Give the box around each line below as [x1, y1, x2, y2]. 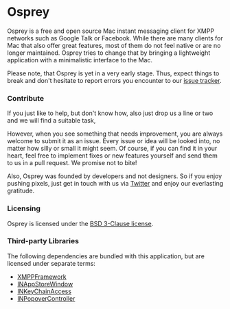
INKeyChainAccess [16, 287, 72, 295]
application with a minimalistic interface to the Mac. [7, 55, 153, 64]
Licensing [7, 203, 41, 213]
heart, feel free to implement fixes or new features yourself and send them [7, 151, 218, 160]
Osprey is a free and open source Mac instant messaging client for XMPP [7, 27, 215, 35]
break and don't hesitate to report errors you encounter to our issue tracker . [7, 76, 222, 84]
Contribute [7, 93, 45, 103]
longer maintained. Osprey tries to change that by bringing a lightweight [7, 49, 211, 57]
